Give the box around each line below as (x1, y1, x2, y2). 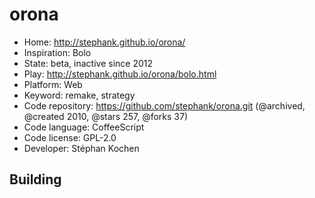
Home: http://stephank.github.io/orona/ (23, 36, 186, 48)
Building (9, 171, 62, 188)
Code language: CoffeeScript (23, 121, 145, 133)
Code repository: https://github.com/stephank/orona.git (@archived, (23, 99, 306, 112)
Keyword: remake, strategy (23, 89, 136, 101)
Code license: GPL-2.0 (23, 131, 117, 143)
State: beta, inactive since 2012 (23, 57, 154, 69)
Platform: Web (23, 78, 83, 90)
